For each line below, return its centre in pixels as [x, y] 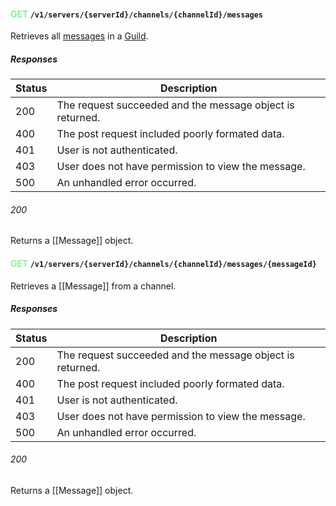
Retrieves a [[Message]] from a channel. [93, 286]
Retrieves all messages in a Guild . [79, 36]
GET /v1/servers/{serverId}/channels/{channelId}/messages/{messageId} [163, 263]
